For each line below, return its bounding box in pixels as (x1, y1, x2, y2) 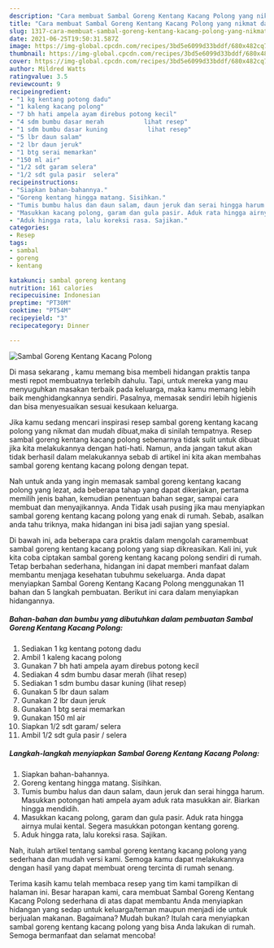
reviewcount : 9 (9, 80, 61, 88)
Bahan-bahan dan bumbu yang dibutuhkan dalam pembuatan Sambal (9, 614, 254, 624)
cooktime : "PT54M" (9, 307, 72, 315)
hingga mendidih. (20, 803, 80, 814)
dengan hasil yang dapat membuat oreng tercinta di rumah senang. (9, 863, 235, 872)
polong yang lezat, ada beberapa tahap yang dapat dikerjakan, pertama (9, 485, 249, 495)
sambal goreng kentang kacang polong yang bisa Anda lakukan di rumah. (9, 921, 256, 932)
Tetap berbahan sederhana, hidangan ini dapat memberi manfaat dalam (9, 561, 250, 570)
